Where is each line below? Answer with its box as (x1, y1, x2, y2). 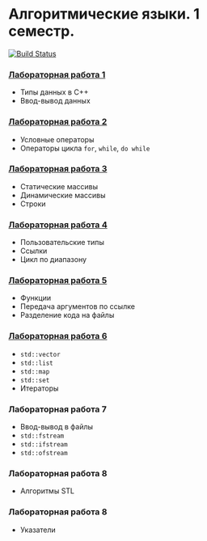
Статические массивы (19, 181, 99, 191)
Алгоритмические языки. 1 (8, 5, 201, 23)
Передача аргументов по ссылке (19, 302, 136, 311)
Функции (19, 293, 52, 303)
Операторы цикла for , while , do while (19, 143, 150, 153)
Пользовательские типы (19, 238, 105, 247)
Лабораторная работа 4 (8, 219, 108, 230)
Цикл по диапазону (19, 255, 87, 264)
